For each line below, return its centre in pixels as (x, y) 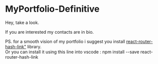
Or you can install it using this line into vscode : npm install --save (72, 52)
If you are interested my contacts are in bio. (50, 32)
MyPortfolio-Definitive (53, 9)
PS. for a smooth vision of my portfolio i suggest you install (65, 41)
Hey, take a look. (22, 22)
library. (34, 46)
